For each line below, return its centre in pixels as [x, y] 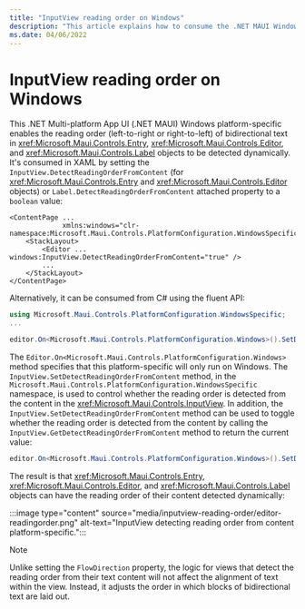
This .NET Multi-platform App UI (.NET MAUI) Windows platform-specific [146, 124]
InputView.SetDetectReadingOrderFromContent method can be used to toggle [152, 413]
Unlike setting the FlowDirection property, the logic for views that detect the [152, 567]
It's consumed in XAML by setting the [79, 162]
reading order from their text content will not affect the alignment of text [144, 576]
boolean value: [36, 201]
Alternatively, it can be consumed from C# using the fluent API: [127, 298]
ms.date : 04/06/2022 [49, 34]
